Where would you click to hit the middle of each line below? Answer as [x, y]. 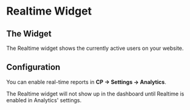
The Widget [29, 34]
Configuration [33, 67]
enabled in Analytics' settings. [44, 100]
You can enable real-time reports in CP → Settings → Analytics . [87, 82]
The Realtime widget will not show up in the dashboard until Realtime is [95, 94]
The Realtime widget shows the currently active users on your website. [95, 48]
